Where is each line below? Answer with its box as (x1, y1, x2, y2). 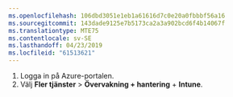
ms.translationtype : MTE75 (8, 26, 99, 34)
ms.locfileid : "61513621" (8, 49, 95, 57)
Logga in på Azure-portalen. (19, 71, 114, 80)
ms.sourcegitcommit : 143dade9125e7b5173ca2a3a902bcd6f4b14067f (8, 19, 226, 27)
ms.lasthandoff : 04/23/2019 (8, 42, 103, 50)
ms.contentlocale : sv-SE (8, 34, 92, 42)
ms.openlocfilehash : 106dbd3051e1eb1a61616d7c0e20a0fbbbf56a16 (8, 11, 226, 20)
